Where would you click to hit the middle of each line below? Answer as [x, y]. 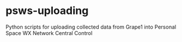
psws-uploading [47, 11]
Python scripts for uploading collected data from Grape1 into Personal [91, 27]
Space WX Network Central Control [49, 33]
